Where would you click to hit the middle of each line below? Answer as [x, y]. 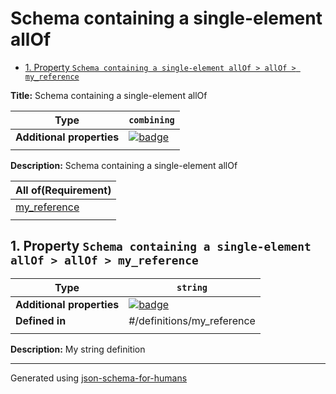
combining [151, 120]
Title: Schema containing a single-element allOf [109, 95]
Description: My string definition [78, 349]
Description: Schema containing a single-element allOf [124, 165]
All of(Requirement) [63, 190]
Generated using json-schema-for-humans [99, 378]
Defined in [41, 320]
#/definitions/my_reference [192, 320]
